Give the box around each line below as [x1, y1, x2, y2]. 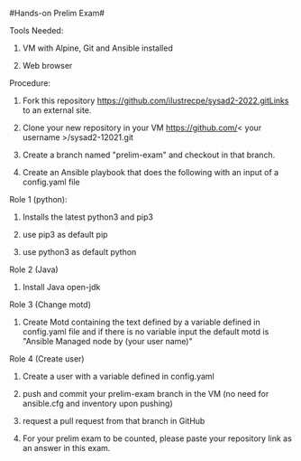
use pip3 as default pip [22, 230, 108, 240]
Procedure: [9, 78, 51, 89]
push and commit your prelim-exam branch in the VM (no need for [22, 389, 269, 399]
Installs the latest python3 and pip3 [22, 212, 153, 222]
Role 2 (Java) [9, 264, 59, 275]
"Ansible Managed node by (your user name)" [22, 336, 193, 346]
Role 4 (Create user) [9, 353, 85, 364]
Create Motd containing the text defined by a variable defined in [22, 316, 260, 327]
